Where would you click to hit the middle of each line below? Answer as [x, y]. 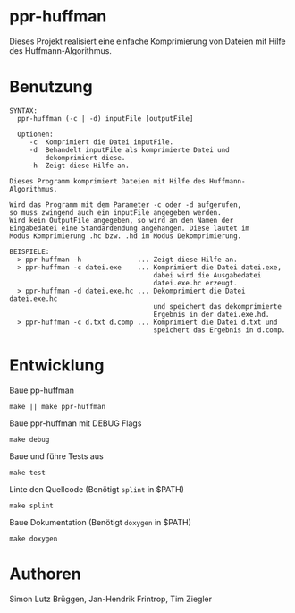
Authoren [46, 574]
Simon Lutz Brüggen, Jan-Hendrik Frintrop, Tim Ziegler [111, 599]
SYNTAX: [24, 111]
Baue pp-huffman [42, 390]
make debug [29, 439]
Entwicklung [57, 366]
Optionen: [35, 134]
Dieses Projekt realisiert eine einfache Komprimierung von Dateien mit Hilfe [147, 41]
